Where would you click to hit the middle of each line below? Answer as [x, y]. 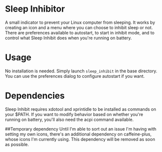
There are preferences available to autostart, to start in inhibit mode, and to [80, 33]
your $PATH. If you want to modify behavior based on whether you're [74, 114]
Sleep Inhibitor [35, 9]
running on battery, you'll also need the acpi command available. [69, 119]
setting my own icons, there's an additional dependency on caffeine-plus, [78, 134]
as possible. [17, 144]
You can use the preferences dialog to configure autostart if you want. [75, 76]
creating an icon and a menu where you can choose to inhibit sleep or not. [79, 27]
